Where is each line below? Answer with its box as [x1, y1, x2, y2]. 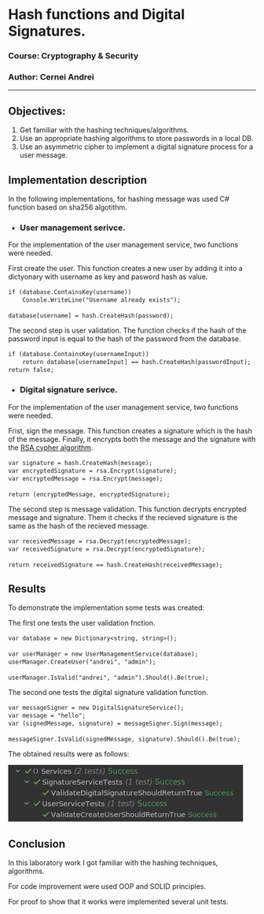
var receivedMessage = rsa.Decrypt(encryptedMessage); [8, 537, 192, 545]
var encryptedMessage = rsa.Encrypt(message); [8, 474, 163, 482]
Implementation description [8, 173, 148, 187]
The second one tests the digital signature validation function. [8, 688, 208, 697]
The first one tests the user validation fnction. [8, 619, 156, 628]
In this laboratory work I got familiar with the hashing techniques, [8, 858, 218, 868]
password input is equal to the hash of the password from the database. [8, 334, 241, 344]
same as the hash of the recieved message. [8, 521, 149, 530]
